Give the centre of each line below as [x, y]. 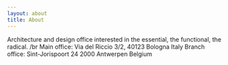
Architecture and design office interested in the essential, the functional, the [114, 39]
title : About [26, 20]
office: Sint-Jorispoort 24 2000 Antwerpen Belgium [80, 54]
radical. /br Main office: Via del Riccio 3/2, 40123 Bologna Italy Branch [106, 47]
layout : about [27, 13]
